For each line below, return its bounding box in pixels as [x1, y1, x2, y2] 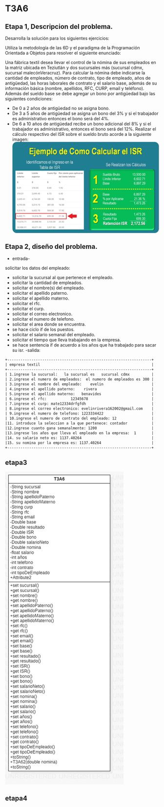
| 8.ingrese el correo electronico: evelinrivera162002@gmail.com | [5, 406, 154, 411]
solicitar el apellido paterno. [12, 290, 68, 296]
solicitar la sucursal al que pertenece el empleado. [12, 274, 114, 280]
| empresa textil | [5, 362, 154, 367]
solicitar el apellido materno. [12, 295, 69, 301]
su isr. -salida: [12, 347, 41, 353]
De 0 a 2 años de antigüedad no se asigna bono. [12, 106, 110, 111]
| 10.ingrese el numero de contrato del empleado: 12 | [5, 416, 154, 421]
